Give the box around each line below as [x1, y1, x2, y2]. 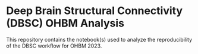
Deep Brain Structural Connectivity [6, 4, 183, 18]
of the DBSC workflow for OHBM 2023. [6, 42, 102, 49]
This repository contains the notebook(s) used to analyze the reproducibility [6, 36, 193, 43]
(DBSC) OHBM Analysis [6, 16, 125, 30]
